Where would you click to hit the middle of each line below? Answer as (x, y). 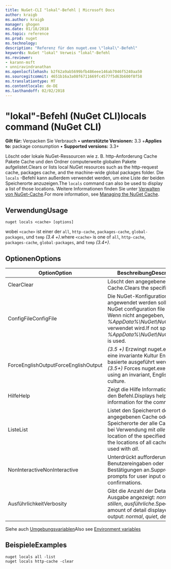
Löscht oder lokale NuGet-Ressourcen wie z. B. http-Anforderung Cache (81, 156)
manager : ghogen (22, 24)
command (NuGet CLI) (53, 127)
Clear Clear (21, 285)
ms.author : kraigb (25, 19)
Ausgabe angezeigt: (131, 497)
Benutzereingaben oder (136, 464)
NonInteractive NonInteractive (43, 470)
